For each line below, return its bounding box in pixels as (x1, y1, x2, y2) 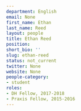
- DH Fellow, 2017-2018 (6, 90, 65, 96)
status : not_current (6, 58, 57, 63)
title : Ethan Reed (6, 36, 51, 42)
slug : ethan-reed (6, 52, 49, 58)
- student (6, 80, 31, 86)
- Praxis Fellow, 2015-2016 (6, 96, 76, 102)
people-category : (6, 74, 49, 80)
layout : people (6, 31, 44, 36)
